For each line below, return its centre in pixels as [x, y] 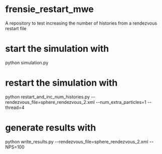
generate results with [51, 128]
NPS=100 [15, 147]
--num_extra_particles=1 [121, 102]
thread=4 [15, 107]
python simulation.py [27, 62]
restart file [16, 28]
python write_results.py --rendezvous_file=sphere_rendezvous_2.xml [77, 141]
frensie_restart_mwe [50, 9]
